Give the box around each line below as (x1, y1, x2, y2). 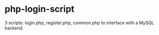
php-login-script (4, 3, 75, 15)
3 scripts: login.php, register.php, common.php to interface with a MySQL (4, 20, 154, 26)
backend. (4, 25, 24, 31)
